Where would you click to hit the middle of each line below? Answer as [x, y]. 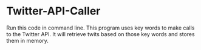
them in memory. [27, 40]
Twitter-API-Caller [53, 11]
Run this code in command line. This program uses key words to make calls [101, 28]
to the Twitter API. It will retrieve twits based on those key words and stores [101, 34]
